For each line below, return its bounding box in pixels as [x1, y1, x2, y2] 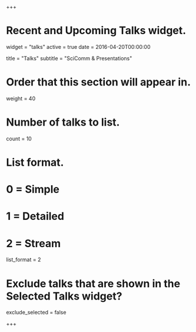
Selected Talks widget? [6, 290, 122, 303]
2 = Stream [6, 236, 61, 250]
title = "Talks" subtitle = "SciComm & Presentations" [6, 54, 132, 62]
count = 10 [6, 135, 32, 142]
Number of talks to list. [6, 116, 120, 129]
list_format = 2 [6, 256, 41, 263]
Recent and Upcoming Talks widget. [6, 24, 187, 37]
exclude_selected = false [6, 309, 67, 316]
